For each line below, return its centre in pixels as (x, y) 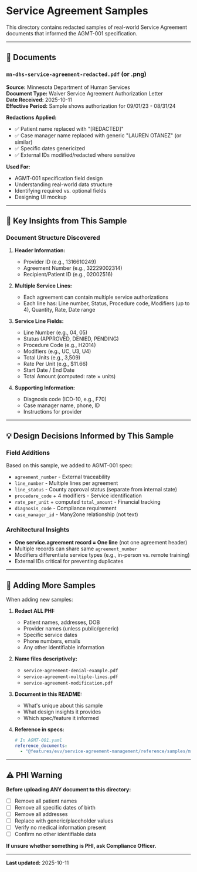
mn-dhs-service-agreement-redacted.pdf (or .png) (76, 74)
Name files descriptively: (46, 659)
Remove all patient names (46, 801)
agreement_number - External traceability (62, 477)
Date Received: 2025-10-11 (39, 100)
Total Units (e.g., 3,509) (52, 358)
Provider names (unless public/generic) (71, 629)
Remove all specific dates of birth (55, 807)
